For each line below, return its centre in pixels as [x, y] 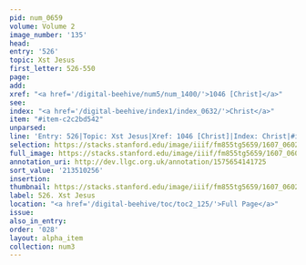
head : [20, 43]
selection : [30, 145]
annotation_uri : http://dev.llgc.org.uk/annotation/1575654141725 [138, 162]
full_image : [32, 153]
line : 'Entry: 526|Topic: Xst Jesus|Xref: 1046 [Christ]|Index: [134, 137]
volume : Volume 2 [42, 26]
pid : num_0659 [36, 18]
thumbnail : [30, 188]
